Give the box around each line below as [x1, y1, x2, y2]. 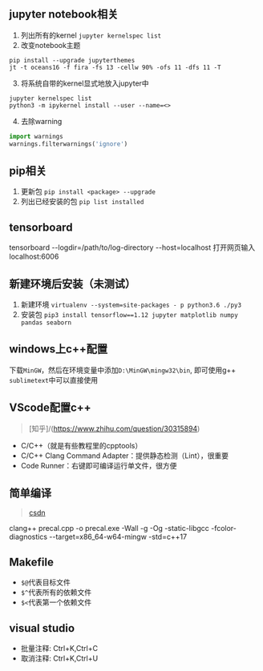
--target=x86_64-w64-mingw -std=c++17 [48, 532, 188, 542]
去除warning [20, 116, 63, 126]
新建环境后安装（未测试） [9, 277, 136, 291]
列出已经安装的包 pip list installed [20, 197, 144, 207]
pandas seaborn [20, 319, 72, 327]
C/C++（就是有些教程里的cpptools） [20, 440, 143, 450]
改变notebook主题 [20, 40, 81, 50]
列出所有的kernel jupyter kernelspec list [20, 30, 162, 40]
